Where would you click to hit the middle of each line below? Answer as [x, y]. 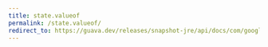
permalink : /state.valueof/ [55, 23]
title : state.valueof [44, 16]
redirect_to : [30, 30]
